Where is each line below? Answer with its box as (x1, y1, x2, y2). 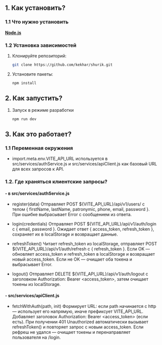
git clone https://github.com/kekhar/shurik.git (12, 62, 113, 67)
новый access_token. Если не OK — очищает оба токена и (12, 256, 132, 263)
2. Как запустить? (5, 94, 63, 102)
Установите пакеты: (12, 71, 54, 77)
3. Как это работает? (5, 130, 72, 138)
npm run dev (12, 117, 36, 122)
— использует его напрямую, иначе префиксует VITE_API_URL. (12, 308, 144, 314)
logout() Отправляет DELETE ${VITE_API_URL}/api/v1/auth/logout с (12, 271, 148, 277)
